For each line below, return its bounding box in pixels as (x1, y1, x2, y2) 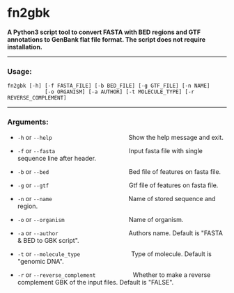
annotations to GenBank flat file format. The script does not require (7, 35, 205, 43)
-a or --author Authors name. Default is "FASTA (17, 228, 223, 237)
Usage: (7, 66, 33, 76)
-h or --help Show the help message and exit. (17, 133, 224, 141)
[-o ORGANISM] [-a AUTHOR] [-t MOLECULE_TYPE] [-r (44, 88, 195, 95)
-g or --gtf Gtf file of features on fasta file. (17, 181, 219, 189)
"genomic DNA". (17, 257, 64, 265)
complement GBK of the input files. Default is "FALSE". (17, 278, 174, 286)
